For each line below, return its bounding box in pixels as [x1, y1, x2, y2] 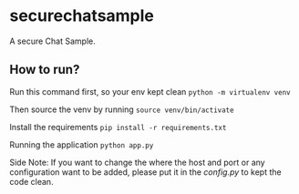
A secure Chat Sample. [9, 36, 96, 46]
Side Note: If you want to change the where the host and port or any [9, 157, 266, 168]
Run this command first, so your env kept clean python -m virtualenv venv [9, 86, 292, 97]
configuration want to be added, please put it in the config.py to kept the [9, 166, 282, 178]
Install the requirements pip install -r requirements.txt [9, 121, 227, 132]
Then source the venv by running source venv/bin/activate [9, 104, 234, 115]
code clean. [9, 176, 54, 187]
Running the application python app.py [9, 138, 154, 150]
